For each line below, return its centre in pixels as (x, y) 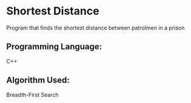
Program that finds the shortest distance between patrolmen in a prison (95, 28)
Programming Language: (54, 47)
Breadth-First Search (32, 95)
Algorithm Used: (38, 80)
